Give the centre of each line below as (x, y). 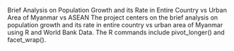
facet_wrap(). (27, 40)
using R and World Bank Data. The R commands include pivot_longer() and (116, 32)
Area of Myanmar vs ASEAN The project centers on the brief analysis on (113, 17)
